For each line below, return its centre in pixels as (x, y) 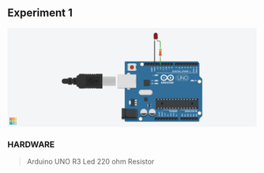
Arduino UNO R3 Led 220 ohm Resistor (91, 161)
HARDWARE (31, 144)
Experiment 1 (40, 13)
